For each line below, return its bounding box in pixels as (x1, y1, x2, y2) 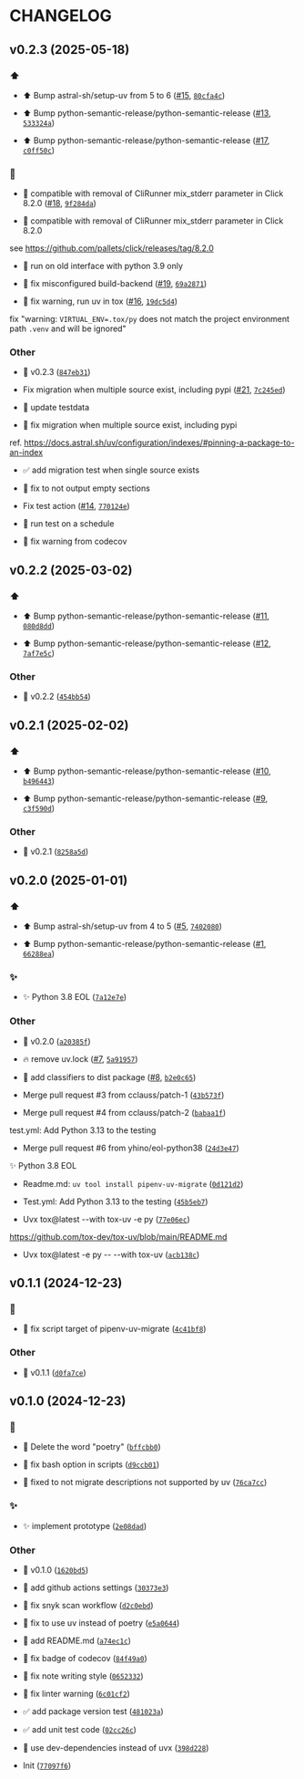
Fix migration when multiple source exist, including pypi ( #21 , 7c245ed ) (22, 384, 286, 395)
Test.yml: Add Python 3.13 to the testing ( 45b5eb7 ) (22, 1196, 208, 1207)
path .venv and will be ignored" (9, 323, 127, 334)
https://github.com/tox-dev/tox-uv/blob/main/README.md (9, 1231, 228, 1242)
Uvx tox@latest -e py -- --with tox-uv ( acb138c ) (22, 1249, 200, 1260)
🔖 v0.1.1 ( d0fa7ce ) (22, 1367, 86, 1378)
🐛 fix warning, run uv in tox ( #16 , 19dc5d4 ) (22, 296, 178, 307)
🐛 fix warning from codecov (22, 536, 127, 547)
